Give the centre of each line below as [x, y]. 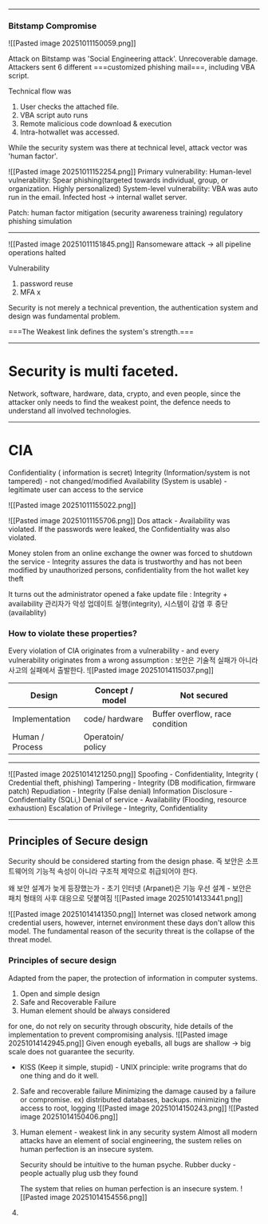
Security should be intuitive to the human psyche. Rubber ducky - [128, 1164]
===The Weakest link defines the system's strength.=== [101, 332]
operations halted [37, 253]
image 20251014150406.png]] [69, 1116]
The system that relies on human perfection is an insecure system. [129, 1188]
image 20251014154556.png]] [99, 1197]
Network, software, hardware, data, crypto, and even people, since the [124, 394]
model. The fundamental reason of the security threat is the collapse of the [132, 931]
